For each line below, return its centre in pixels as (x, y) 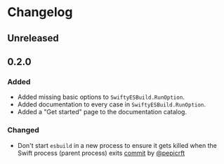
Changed (24, 130)
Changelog (40, 12)
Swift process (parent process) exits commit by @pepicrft (101, 153)
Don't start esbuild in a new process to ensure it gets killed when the (117, 145)
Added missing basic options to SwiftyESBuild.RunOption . (101, 97)
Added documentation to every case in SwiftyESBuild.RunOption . (111, 104)
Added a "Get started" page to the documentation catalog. (102, 112)
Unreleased (33, 38)
